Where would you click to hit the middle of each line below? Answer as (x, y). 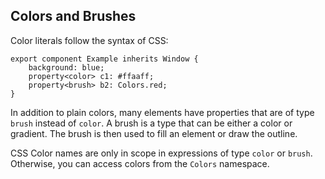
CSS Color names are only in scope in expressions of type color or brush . (161, 153)
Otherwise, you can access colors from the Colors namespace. (140, 163)
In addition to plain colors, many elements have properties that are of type (162, 112)
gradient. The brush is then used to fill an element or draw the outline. (154, 133)
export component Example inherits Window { (104, 59)
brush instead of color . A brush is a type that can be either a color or (151, 123)
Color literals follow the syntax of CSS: (89, 40)
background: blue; (66, 67)
